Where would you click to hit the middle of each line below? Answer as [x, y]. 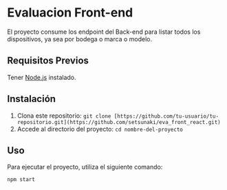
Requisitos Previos [48, 61]
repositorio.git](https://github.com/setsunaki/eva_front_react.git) [119, 122]
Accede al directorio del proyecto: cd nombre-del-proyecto [100, 129]
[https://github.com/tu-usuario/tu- [166, 116]
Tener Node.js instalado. [42, 77]
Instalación [32, 99]
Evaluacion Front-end [70, 13]
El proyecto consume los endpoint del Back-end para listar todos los [104, 32]
